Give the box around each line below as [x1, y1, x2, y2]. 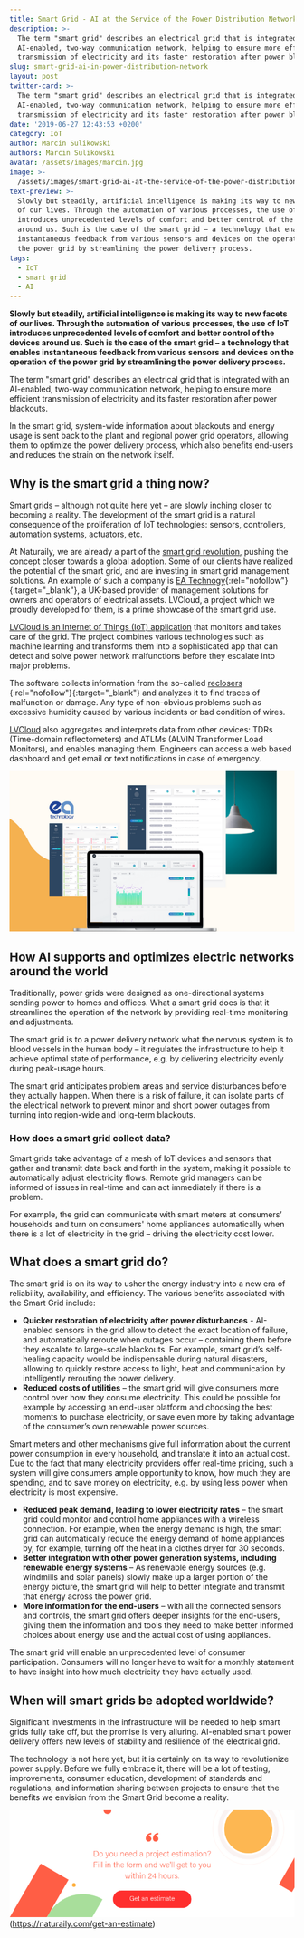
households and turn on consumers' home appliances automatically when [9, 1218, 285, 1229]
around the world [9, 964, 109, 979]
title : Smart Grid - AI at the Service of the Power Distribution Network [9, 15, 298, 24]
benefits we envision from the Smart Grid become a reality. [9, 1792, 229, 1803]
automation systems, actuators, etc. [9, 528, 143, 539]
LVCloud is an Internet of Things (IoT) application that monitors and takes [9, 621, 282, 632]
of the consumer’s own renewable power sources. [22, 1421, 210, 1432]
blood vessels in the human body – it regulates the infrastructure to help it [9, 1043, 285, 1055]
